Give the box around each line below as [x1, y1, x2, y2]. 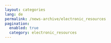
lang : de [5, 12, 23, 17]
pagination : [5, 21, 30, 26]
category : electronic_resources [9, 30, 77, 35]
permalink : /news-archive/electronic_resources [5, 16, 106, 21]
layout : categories [5, 7, 46, 12]
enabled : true [9, 26, 39, 31]
